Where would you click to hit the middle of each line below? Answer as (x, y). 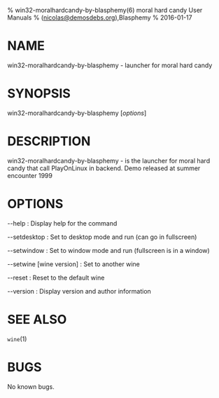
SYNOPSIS (39, 94)
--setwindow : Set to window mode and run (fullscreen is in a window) (108, 250)
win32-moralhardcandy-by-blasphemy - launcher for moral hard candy (110, 65)
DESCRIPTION (49, 141)
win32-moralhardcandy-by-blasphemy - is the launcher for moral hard (109, 160)
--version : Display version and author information (79, 291)
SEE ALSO (37, 319)
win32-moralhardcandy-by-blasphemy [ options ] (77, 113)
